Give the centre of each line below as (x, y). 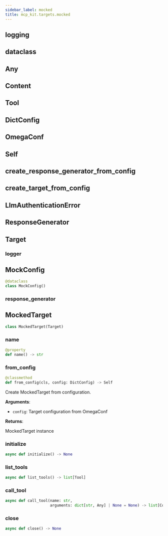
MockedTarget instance (29, 431)
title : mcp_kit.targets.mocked (38, 15)
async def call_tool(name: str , (39, 501)
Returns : (14, 421)
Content (18, 86)
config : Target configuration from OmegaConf (60, 411)
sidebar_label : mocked (29, 10)
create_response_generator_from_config (70, 171)
